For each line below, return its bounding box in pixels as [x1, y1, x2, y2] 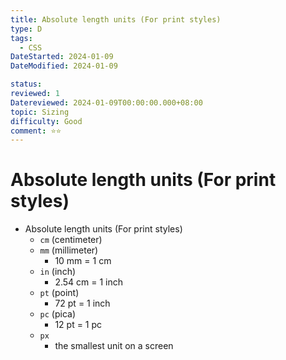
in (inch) [39, 266, 77, 278]
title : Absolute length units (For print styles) [10, 14, 222, 25]
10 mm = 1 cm [54, 255, 112, 267]
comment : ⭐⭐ [10, 126, 62, 136]
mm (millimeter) [39, 244, 99, 256]
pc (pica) [39, 308, 77, 320]
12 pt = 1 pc [54, 319, 103, 331]
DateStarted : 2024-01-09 [10, 52, 114, 62]
